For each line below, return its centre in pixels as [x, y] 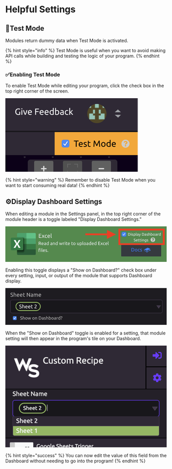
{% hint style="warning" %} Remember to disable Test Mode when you [80, 180]
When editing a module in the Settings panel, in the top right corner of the [83, 214]
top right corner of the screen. [37, 91]
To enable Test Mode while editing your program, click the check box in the [85, 86]
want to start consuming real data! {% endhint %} [58, 186]
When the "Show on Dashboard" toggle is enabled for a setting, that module [85, 333]
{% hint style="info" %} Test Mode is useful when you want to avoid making [85, 50]
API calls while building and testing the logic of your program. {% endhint [82, 56]
